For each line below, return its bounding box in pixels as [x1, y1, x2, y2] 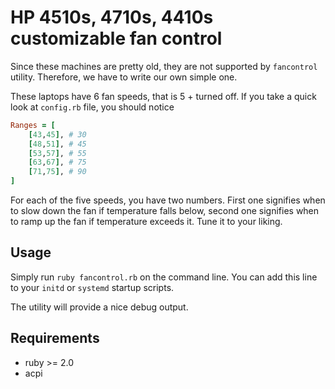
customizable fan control [10, 27, 223, 50]
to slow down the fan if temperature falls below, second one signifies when [10, 205, 320, 217]
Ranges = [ [10, 120, 56, 130]
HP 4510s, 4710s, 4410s [10, 6, 214, 29]
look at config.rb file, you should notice [10, 101, 175, 113]
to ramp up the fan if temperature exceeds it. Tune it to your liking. [10, 216, 283, 228]
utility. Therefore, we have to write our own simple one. [10, 71, 238, 83]
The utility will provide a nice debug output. [10, 301, 189, 313]
